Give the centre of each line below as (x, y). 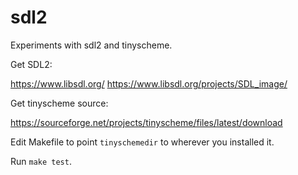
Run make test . (41, 161)
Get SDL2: (31, 64)
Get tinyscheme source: (59, 103)
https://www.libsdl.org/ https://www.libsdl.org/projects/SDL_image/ (149, 83)
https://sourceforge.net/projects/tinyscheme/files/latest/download (146, 122)
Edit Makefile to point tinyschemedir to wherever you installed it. (142, 142)
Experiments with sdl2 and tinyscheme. (91, 45)
